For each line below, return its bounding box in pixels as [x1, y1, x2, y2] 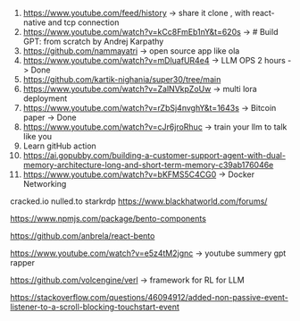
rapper [10, 258, 35, 267]
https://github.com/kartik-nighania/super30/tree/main [22, 74, 221, 84]
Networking [22, 179, 67, 189]
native [22, 17, 46, 28]
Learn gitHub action [22, 140, 96, 151]
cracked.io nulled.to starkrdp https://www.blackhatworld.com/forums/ [10, 196, 268, 207]
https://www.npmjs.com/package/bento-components [10, 214, 206, 224]
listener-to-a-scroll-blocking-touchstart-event [10, 301, 179, 312]
